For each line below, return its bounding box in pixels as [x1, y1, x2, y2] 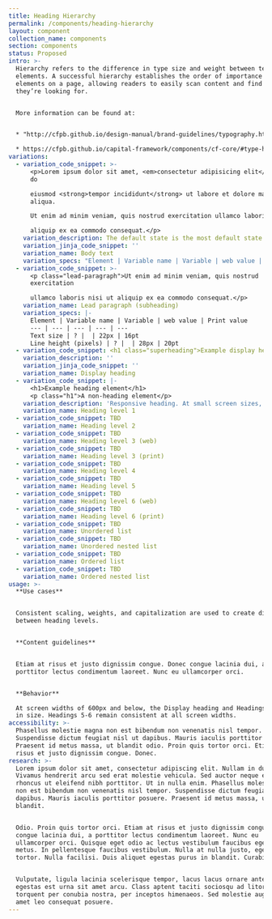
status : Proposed [8, 49, 67, 57]
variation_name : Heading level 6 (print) [23, 512, 164, 521]
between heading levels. [15, 617, 100, 625]
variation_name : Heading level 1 [23, 406, 136, 415]
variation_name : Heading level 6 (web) [23, 497, 158, 505]
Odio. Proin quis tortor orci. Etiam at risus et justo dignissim [15, 823, 244, 832]
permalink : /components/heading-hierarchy [8, 19, 154, 28]
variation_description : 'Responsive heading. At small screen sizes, [23, 399, 263, 407]
